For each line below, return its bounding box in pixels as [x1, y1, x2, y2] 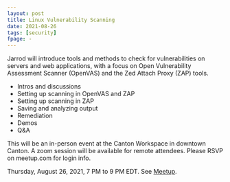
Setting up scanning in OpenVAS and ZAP [16, 90, 135, 98]
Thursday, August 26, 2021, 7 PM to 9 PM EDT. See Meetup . [7, 168, 177, 176]
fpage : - [7, 36, 32, 43]
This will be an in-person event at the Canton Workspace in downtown [7, 139, 206, 148]
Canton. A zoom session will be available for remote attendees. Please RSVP [7, 147, 224, 155]
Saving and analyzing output [16, 104, 98, 113]
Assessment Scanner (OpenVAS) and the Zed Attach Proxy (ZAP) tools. [7, 69, 209, 78]
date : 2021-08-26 [7, 23, 57, 30]
